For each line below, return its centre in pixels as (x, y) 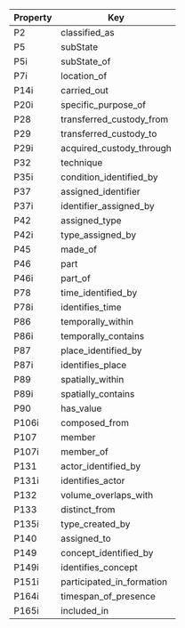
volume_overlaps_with (107, 495)
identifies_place (94, 365)
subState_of (86, 61)
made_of (79, 250)
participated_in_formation (114, 582)
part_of (76, 278)
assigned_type (91, 220)
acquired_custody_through (116, 148)
